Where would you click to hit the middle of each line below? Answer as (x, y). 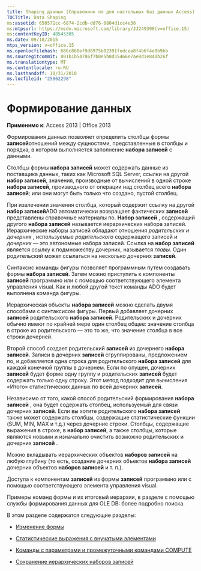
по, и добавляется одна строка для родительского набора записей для (99, 361)
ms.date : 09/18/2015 (33, 40)
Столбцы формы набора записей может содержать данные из (88, 168)
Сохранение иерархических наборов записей (74, 562)
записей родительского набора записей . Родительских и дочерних (94, 318)
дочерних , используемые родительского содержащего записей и (92, 237)
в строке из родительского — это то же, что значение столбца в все (95, 331)
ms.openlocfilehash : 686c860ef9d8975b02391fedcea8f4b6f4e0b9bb (88, 51)
